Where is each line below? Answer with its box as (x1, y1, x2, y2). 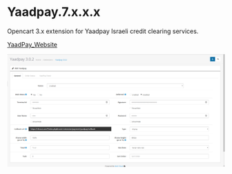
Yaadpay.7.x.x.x (7, 4, 101, 20)
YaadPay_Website (7, 40, 57, 48)
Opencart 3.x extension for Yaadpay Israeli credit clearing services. (7, 27, 199, 35)
